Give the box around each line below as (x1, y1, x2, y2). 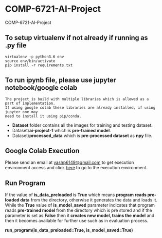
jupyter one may (5, 109, 38, 114)
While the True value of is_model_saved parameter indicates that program (5, 202, 155, 208)
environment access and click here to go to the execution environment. (5, 165, 147, 171)
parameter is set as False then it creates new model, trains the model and (5, 213, 155, 218)
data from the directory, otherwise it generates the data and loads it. (20, 197, 158, 203)
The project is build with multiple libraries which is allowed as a (5, 97, 149, 101)
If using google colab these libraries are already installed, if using (5, 105, 156, 110)
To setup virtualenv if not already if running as (5, 34, 148, 42)
